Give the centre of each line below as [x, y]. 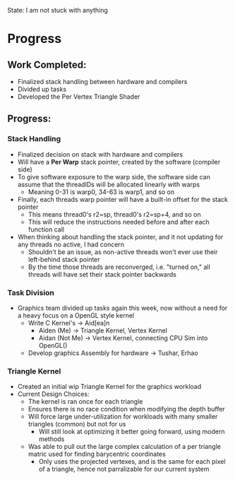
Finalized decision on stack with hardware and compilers [100, 154]
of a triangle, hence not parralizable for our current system [124, 469]
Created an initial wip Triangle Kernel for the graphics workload [109, 387]
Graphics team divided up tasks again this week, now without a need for [122, 308]
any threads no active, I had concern [71, 244]
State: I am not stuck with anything [58, 10]
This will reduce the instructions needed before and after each [119, 222]
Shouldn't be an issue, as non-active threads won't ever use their [123, 252]
